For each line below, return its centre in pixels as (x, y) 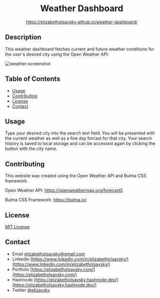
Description (23, 37)
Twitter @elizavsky (31, 290)
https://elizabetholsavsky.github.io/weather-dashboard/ (82, 22)
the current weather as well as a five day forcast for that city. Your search (79, 138)
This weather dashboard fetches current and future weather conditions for (80, 49)
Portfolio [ (22, 269)
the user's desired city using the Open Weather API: (57, 54)
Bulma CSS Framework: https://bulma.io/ (46, 200)
